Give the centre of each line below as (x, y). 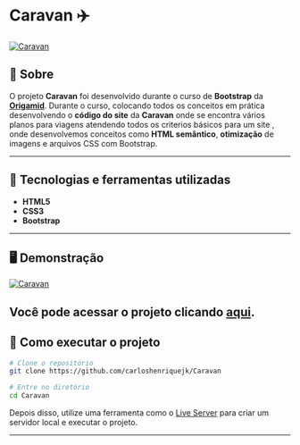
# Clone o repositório (51, 363)
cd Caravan (29, 396)
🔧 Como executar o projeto (85, 343)
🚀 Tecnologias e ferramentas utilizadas (120, 180)
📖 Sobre (32, 75)
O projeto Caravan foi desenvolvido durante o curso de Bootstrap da (136, 96)
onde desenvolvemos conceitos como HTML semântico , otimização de (142, 134)
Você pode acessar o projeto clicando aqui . (132, 312)
